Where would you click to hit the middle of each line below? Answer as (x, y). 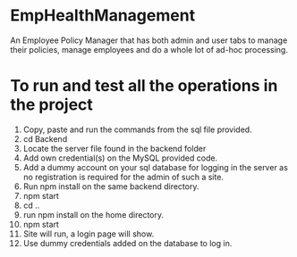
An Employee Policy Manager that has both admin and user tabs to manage (149, 40)
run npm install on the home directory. (93, 214)
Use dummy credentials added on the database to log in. (127, 243)
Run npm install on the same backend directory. (111, 186)
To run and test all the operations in (144, 86)
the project (51, 105)
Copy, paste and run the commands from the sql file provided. (138, 129)
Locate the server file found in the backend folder (115, 148)
